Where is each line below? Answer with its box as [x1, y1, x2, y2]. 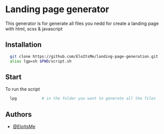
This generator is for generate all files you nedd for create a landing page [5, 20, 159, 26]
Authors [5, 110, 32, 119]
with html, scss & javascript [5, 25, 63, 31]
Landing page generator [5, 4, 110, 15]
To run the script [5, 86, 40, 92]
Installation [5, 41, 42, 49]
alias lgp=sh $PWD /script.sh [10, 58, 72, 64]
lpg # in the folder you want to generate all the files [10, 96, 156, 101]
